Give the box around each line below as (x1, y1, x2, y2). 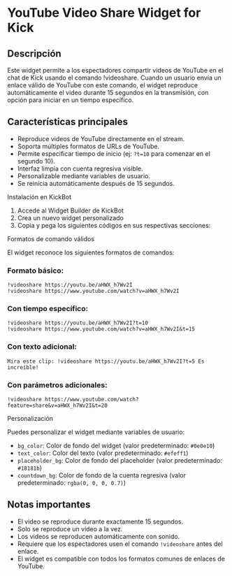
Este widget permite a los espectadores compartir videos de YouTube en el (7, 66, 224, 74)
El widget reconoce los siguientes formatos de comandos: (7, 248, 175, 257)
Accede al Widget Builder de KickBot (17, 206, 124, 215)
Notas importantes (7, 498, 91, 511)
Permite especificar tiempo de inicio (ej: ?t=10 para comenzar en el (17, 149, 211, 158)
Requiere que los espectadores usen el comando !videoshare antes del (17, 540, 223, 548)
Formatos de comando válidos (7, 234, 95, 243)
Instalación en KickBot (7, 192, 72, 201)
